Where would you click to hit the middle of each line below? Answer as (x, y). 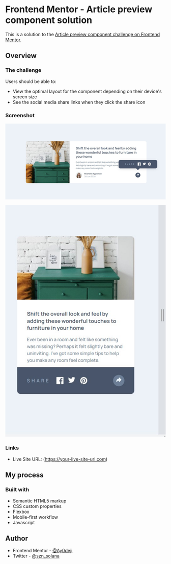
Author (17, 538)
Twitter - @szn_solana (36, 556)
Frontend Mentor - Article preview (79, 9)
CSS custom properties (37, 506)
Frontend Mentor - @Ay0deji (42, 551)
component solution (49, 20)
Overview (21, 56)
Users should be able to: (31, 81)
